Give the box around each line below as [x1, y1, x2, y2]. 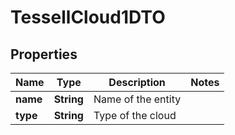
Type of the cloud [93, 109, 177, 122]
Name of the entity [93, 92, 182, 106]
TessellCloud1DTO [10, 6, 166, 29]
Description [108, 76, 166, 89]
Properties [10, 46, 78, 63]
